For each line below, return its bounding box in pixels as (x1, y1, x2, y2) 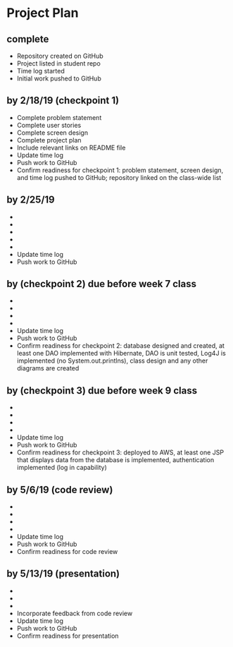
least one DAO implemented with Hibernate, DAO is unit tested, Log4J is (16, 349, 226, 358)
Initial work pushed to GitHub (16, 74, 101, 83)
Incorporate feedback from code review (16, 609, 133, 617)
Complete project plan (16, 135, 82, 144)
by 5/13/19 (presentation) (6, 568, 120, 580)
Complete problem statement (16, 113, 102, 121)
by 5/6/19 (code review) (6, 483, 113, 495)
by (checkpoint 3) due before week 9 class (6, 385, 198, 397)
